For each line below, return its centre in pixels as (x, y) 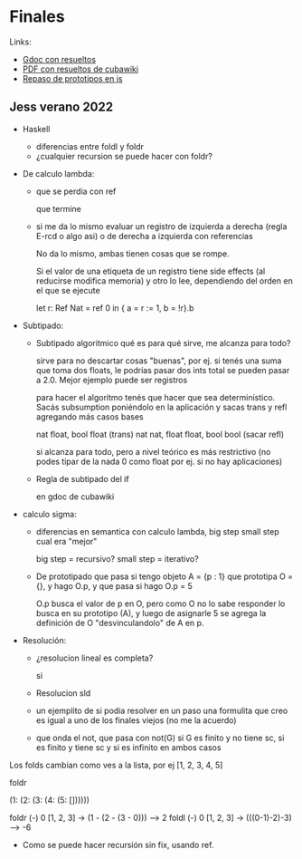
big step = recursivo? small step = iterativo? (117, 558)
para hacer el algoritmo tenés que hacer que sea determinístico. (156, 397)
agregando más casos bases (90, 416)
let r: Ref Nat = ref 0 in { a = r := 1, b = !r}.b (115, 308)
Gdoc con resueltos (59, 59)
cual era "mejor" (66, 541)
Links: (20, 42)
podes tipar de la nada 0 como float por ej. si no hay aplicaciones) (159, 461)
